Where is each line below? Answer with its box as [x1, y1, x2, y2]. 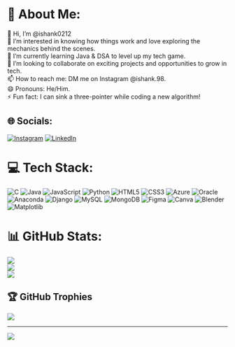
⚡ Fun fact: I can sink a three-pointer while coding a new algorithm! [7, 92, 201, 101]
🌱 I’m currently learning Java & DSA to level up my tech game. [7, 52, 186, 60]
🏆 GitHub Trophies [7, 291, 93, 303]
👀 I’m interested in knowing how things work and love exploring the [7, 36, 201, 45]
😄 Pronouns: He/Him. [7, 84, 71, 93]
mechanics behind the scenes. [7, 44, 96, 52]
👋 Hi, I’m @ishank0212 [7, 29, 72, 38]
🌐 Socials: [7, 115, 53, 127]
